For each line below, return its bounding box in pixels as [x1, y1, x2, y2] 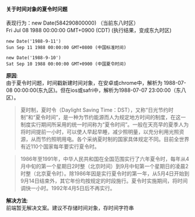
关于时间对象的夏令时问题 [6, 5, 68, 12]
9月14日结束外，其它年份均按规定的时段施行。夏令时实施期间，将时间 [20, 177, 188, 184]
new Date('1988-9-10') [6, 55, 61, 61]
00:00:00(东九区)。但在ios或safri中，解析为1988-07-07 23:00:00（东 [13, 87, 182, 94]
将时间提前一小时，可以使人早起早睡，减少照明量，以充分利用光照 [20, 129, 179, 136]
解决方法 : [6, 197, 29, 204]
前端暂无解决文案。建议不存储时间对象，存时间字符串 [6, 205, 134, 212]
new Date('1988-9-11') [6, 39, 61, 44]
